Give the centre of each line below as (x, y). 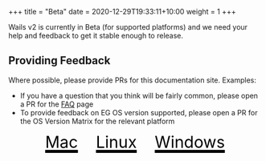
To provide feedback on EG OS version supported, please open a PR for (139, 112)
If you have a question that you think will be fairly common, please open (139, 95)
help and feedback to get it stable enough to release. (96, 36)
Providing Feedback (59, 60)
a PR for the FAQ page (57, 104)
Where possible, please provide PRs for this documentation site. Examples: (133, 80)
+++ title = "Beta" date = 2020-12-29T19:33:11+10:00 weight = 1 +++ (122, 12)
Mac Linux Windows (135, 142)
